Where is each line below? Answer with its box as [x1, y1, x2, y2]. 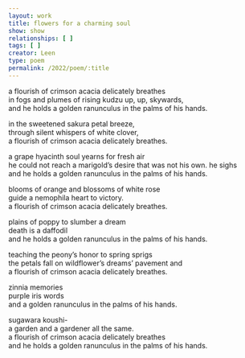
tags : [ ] [8, 42, 42, 50]
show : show [8, 27, 45, 35]
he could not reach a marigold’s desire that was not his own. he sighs [8, 160, 238, 170]
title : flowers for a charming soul [8, 19, 131, 27]
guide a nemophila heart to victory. [8, 192, 125, 202]
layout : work [8, 11, 52, 20]
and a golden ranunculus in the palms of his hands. [8, 299, 178, 309]
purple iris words [8, 290, 64, 300]
